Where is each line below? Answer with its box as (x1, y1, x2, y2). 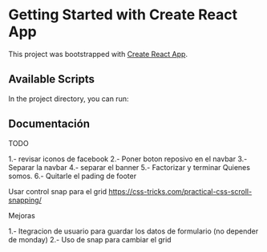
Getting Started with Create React (8, 6, 238, 24)
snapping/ (8, 195, 42, 205)
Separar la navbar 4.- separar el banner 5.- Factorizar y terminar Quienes (8, 162, 251, 172)
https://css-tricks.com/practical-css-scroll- (107, 186, 253, 196)
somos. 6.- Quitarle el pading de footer (8, 171, 137, 181)
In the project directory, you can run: (8, 94, 129, 104)
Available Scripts (8, 72, 95, 86)
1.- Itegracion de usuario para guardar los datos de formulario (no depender (8, 226, 259, 236)
